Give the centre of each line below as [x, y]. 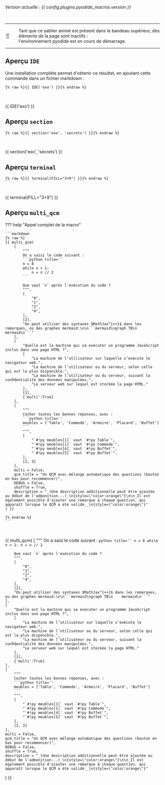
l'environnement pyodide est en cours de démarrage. [72, 41]
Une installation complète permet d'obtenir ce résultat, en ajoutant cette [78, 73]
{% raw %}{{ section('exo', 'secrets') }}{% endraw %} [62, 133]
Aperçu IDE [23, 61]
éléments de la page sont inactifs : [54, 36]
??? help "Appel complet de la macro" [43, 224]
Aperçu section [29, 122]
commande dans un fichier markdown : [45, 78]
